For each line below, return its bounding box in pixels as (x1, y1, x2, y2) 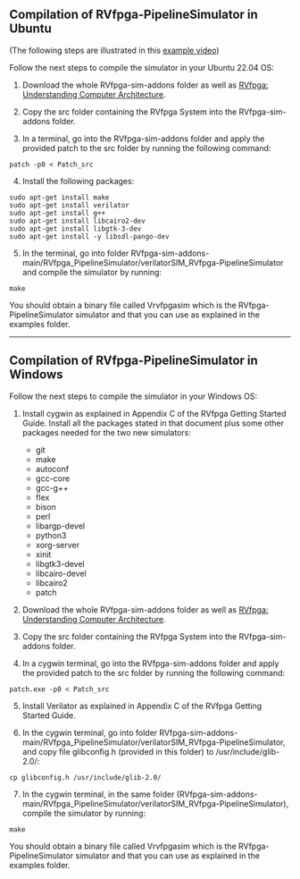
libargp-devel (35, 520, 86, 531)
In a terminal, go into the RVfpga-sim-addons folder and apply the (21, 133, 265, 144)
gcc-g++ (35, 482, 69, 493)
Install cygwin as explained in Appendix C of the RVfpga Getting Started (21, 408, 287, 418)
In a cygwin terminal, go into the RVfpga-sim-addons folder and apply (21, 657, 279, 669)
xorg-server (35, 539, 80, 550)
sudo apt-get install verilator (9, 200, 129, 209)
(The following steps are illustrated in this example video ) (9, 45, 221, 55)
